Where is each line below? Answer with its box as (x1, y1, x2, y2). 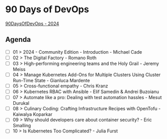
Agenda (5, 35, 31, 44)
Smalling (12, 123, 31, 129)
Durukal (12, 100, 30, 106)
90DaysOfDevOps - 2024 (5, 20, 59, 27)
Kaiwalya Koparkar (12, 111, 53, 118)
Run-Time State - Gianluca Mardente (12, 78, 90, 83)
